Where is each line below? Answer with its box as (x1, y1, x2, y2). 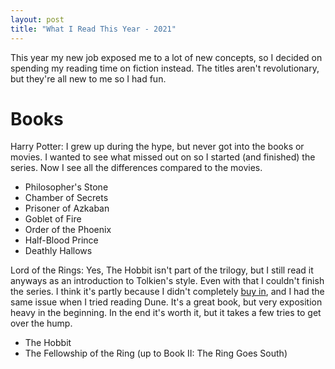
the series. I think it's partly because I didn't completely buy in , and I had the (10, 286, 325, 298)
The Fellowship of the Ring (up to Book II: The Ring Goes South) (24, 347, 288, 360)
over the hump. (10, 317, 73, 330)
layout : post (10, 14, 65, 25)
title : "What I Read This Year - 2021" (10, 24, 177, 34)
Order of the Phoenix (24, 224, 112, 236)
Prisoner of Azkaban (24, 202, 110, 215)
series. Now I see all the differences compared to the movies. (10, 162, 263, 174)
